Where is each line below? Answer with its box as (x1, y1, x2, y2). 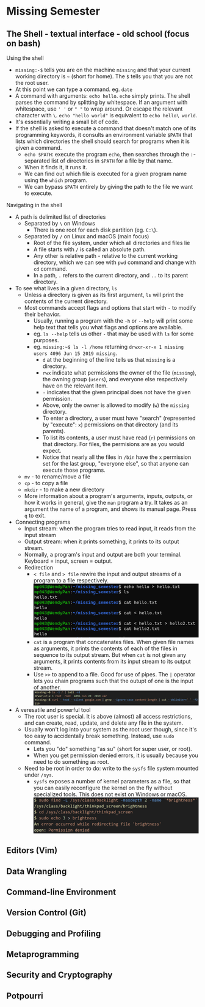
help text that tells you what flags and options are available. (33, 324, 183, 331)
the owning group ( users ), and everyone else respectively (42, 376, 188, 383)
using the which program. (24, 177, 88, 184)
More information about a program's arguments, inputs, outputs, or (24, 493, 193, 499)
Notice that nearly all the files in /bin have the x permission (42, 453, 192, 461)
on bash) (6, 38, 41, 48)
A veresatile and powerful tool (15, 706, 91, 714)
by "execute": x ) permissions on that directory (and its (42, 421, 179, 428)
